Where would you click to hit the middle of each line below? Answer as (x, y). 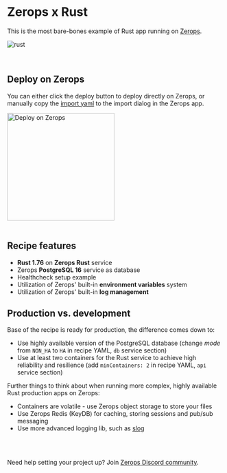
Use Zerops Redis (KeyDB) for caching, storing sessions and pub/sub (115, 414)
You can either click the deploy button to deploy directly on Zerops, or (106, 96)
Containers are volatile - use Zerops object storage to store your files (115, 406)
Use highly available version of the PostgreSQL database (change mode (119, 343)
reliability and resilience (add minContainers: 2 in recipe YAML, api (112, 365)
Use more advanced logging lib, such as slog (81, 428)
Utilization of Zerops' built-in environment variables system (102, 284)
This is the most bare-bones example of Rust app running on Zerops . (105, 31)
